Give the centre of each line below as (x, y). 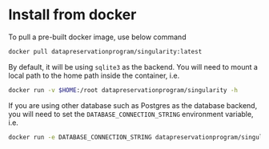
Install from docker (72, 15)
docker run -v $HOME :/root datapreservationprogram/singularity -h (123, 90)
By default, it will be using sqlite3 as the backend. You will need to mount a (133, 66)
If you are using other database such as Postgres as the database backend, (133, 105)
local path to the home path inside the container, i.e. (94, 75)
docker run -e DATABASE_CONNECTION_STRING (80, 137)
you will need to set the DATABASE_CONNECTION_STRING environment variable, (131, 114)
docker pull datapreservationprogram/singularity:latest (105, 51)
